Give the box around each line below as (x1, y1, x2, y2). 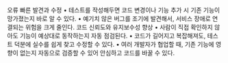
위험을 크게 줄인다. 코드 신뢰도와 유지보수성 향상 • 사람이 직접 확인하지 (25, 23, 214, 31)
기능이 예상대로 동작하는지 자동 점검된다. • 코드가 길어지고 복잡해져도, (19, 32, 206, 40)
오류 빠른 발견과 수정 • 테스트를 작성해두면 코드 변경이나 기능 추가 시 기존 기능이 (7, 6, 220, 14)
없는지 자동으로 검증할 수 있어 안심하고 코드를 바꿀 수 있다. (19, 49, 175, 57)
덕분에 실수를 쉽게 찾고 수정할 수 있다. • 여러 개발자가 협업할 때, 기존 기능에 (14, 40, 214, 48)
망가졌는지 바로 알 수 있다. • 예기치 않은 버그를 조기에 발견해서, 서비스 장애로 (7, 14, 211, 23)
